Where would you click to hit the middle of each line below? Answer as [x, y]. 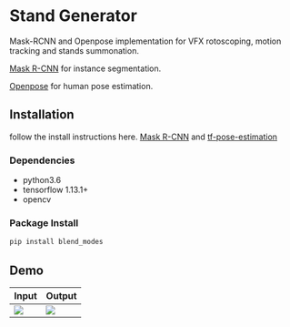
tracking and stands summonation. [74, 50]
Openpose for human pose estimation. [81, 86]
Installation [42, 115]
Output [61, 296]
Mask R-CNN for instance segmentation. [85, 68]
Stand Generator [74, 16]
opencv [37, 199]
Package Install [44, 222]
